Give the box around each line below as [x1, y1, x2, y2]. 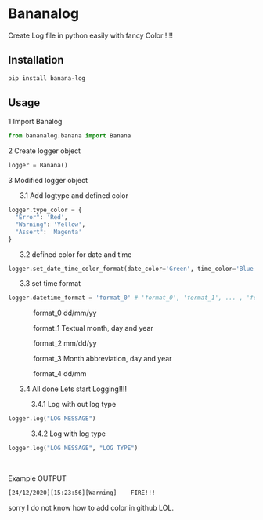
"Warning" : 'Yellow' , [15, 221, 86, 229]
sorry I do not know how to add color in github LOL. [8, 503, 175, 512]
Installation [8, 53, 64, 67]
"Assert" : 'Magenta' [15, 228, 82, 236]
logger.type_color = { [8, 206, 82, 214]
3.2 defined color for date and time [19, 249, 132, 259]
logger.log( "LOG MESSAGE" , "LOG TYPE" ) [8, 445, 139, 452]
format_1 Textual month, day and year [33, 324, 154, 333]
